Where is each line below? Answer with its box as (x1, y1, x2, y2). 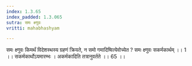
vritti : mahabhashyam (6, 25, 60, 31)
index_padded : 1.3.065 (6, 14, 62, 20)
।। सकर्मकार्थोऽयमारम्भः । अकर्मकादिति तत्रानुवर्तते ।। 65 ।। (6, 53, 126, 60)
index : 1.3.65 (6, 8, 42, 15)
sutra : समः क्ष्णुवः (6, 19, 42, 25)
